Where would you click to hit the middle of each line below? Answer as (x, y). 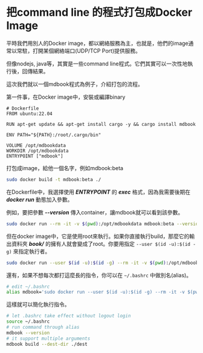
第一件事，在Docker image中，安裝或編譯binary (66, 97)
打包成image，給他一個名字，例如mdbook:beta (65, 168)
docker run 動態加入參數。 (40, 199)
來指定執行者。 (32, 251)
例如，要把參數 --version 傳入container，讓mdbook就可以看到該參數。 (95, 212)
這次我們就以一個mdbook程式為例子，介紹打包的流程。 (75, 84)
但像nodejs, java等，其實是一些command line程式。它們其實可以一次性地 (97, 64)
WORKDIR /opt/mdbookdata (37, 151)
